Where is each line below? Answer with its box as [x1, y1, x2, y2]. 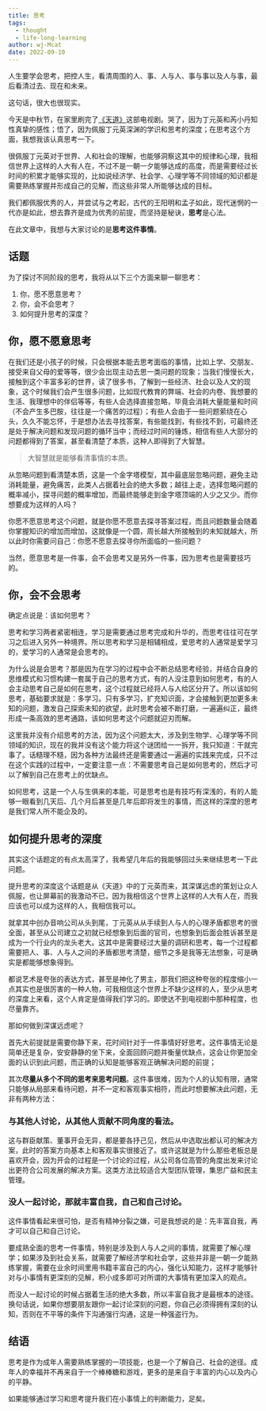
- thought [15, 26, 47, 34]
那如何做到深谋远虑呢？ [8, 1021, 85, 1030]
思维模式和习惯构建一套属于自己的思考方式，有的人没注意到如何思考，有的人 [8, 674, 258, 683]
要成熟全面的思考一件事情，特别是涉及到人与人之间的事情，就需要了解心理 [8, 1242, 251, 1252]
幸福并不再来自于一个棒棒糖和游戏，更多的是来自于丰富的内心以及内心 [28, 1367, 258, 1376]
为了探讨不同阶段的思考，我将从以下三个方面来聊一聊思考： [8, 272, 203, 282]
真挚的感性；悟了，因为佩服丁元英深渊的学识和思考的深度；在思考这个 [14, 124, 244, 134]
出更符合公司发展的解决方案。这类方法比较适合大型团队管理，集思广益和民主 [8, 1165, 258, 1174]
